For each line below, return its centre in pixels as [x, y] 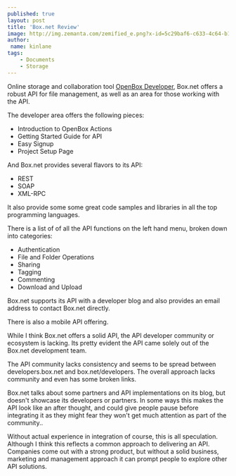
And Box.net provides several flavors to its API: [75, 165]
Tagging [29, 271]
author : [19, 40]
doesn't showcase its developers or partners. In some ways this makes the [115, 400]
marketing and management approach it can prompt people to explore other [117, 458]
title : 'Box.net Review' [44, 27]
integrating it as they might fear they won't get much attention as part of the [117, 415]
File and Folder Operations [56, 257]
